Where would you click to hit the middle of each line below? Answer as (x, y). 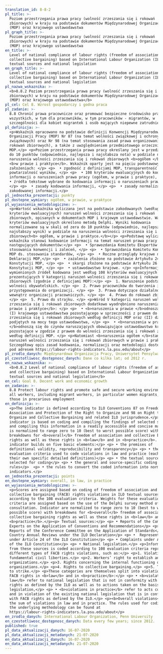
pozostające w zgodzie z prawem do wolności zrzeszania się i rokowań (82, 331)
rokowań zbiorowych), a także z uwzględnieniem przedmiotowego (74, 146)
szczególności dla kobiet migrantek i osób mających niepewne (73, 123)
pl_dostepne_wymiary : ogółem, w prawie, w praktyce (58, 200)
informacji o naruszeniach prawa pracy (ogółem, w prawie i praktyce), (83, 177)
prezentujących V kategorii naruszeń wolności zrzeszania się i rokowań (84, 277)
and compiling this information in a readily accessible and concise (81, 426)
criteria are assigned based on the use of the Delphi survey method (81, 503)
